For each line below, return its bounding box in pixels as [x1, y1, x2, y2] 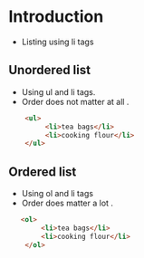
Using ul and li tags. [21, 86, 96, 97]
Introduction [8, 6, 104, 27]
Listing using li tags [21, 36, 94, 47]
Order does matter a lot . [21, 197, 114, 209]
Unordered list [8, 62, 91, 78]
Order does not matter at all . [21, 96, 130, 107]
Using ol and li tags [21, 188, 94, 199]
